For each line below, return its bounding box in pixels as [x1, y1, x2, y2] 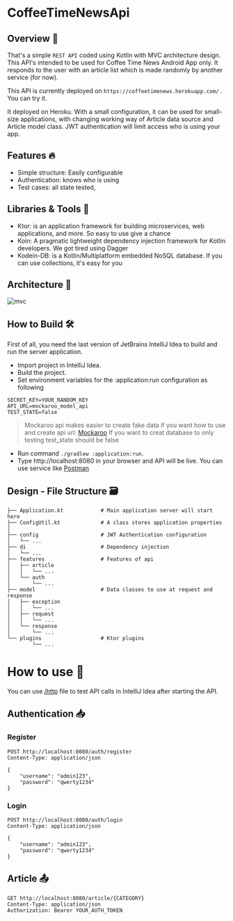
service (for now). [7, 73, 58, 81]
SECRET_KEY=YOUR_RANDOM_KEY [7, 397, 89, 404]
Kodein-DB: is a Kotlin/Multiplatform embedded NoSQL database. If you [17, 251, 223, 259]
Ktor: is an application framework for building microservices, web [17, 221, 205, 230]
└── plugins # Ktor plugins [7, 635, 145, 642]
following [17, 383, 44, 392]
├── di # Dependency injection [7, 544, 170, 551]
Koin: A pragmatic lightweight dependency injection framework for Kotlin [17, 237, 226, 245]
